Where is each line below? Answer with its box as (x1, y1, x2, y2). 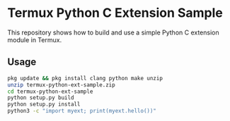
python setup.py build (7, 94, 74, 101)
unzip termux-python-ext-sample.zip (7, 81, 115, 89)
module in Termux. (7, 35, 62, 44)
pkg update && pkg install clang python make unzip (7, 75, 163, 82)
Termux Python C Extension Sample (7, 5, 223, 21)
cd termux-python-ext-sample (7, 88, 93, 95)
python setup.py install (7, 101, 81, 108)
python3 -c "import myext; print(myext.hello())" (7, 108, 157, 115)
